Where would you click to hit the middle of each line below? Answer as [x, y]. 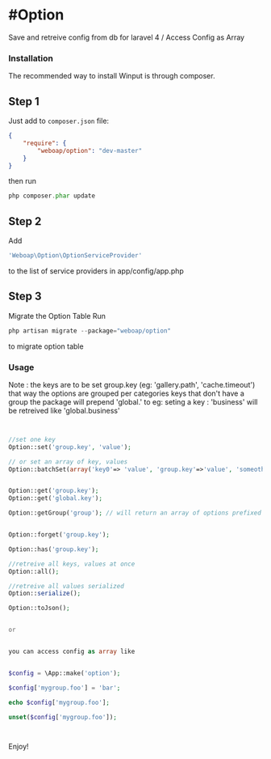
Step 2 [25, 221]
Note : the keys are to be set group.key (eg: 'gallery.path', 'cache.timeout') [132, 384]
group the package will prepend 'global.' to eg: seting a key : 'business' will [133, 401]
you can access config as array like [72, 652]
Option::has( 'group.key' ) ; [54, 549]
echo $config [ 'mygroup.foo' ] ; [59, 702]
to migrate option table [46, 346]
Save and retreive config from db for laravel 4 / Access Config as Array [126, 37]
